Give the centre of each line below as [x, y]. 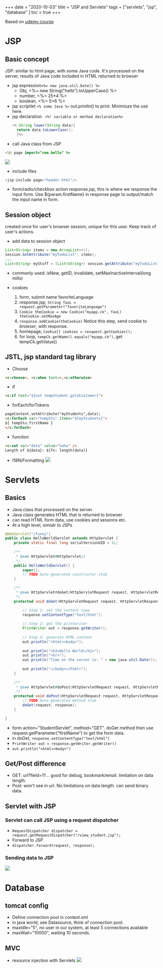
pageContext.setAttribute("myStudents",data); [53, 414]
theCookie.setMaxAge [40, 316]
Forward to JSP [27, 840]
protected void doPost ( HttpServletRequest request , [67, 696]
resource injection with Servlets [44, 961]
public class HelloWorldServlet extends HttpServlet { [62, 538]
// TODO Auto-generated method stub [59, 701]
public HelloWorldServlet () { [44, 565]
